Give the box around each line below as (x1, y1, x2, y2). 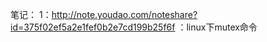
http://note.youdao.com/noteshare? (51, 9, 198, 20)
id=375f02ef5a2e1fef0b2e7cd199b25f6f (10, 21, 176, 33)
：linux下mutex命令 (177, 21, 258, 33)
